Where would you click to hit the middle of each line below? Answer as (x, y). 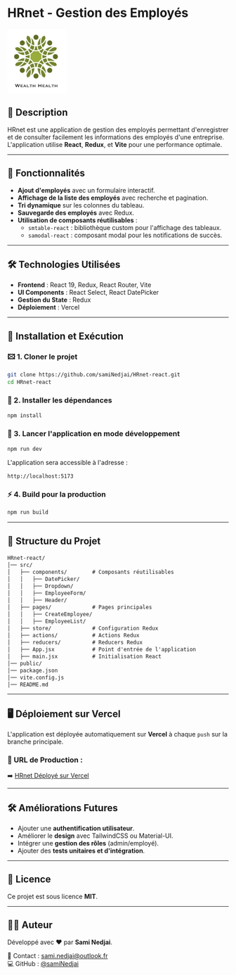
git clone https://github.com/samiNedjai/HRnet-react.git (94, 375)
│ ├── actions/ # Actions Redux (73, 636)
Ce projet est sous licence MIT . (53, 896)
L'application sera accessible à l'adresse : (68, 463)
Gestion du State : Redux (54, 300)
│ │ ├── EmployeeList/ (47, 622)
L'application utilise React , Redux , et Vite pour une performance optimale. (115, 144)
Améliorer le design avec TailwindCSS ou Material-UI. (95, 836)
